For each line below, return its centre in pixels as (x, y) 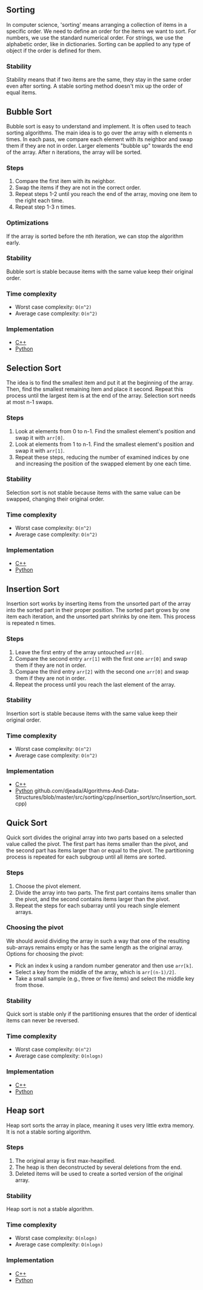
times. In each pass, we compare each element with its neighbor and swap (99, 139)
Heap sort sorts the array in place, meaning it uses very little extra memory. (101, 1125)
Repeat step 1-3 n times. (45, 207)
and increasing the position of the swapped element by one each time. (103, 463)
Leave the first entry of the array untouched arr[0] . (79, 652)
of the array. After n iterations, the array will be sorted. (74, 152)
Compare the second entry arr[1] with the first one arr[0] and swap (101, 658)
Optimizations (28, 223)
